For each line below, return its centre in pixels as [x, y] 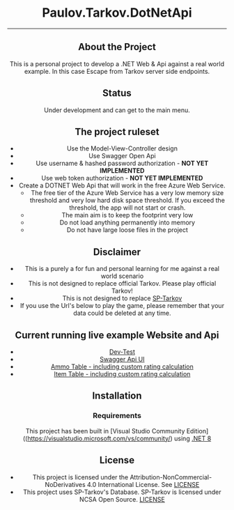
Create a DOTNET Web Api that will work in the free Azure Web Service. [122, 185]
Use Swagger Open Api [122, 156]
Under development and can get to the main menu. [117, 110]
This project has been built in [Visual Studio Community [105, 431]
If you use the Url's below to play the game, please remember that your [122, 306]
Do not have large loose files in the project [127, 230]
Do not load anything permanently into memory [127, 223]
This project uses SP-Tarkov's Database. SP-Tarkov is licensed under [122, 492]
